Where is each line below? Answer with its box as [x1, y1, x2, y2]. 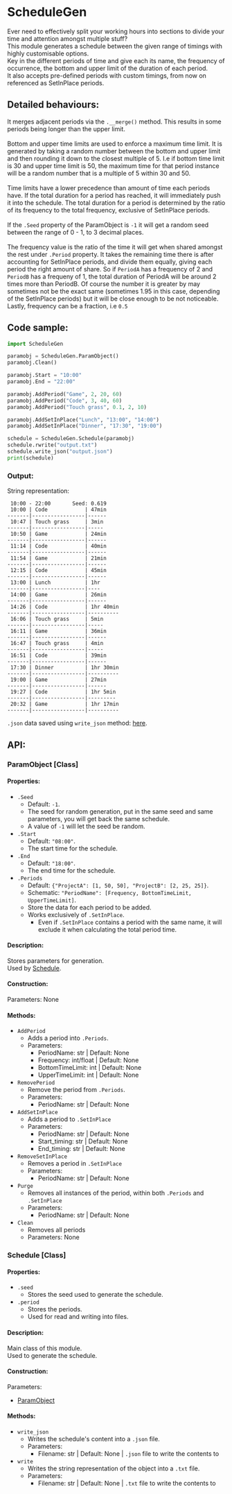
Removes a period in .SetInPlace [27, 1159, 123, 1168]
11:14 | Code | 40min [10, 543, 107, 550]
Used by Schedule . [7, 964, 62, 972]
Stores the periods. [27, 1305, 82, 1313]
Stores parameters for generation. [7, 956, 105, 965]
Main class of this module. [7, 1344, 82, 1352]
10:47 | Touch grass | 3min [10, 519, 104, 526]
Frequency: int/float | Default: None [37, 1056, 139, 1064]
